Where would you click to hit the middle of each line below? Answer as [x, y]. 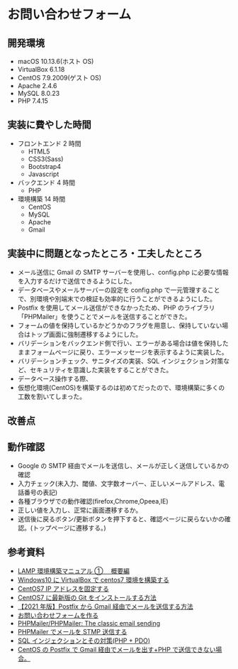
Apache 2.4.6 [37, 86]
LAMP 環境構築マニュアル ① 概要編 [73, 571]
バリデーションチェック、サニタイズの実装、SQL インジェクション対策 [120, 361]
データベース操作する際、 [55, 379]
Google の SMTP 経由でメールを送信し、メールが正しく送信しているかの [123, 465]
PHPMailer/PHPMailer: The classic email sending [89, 623]
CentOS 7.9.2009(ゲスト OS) [59, 78]
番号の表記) [41, 492]
